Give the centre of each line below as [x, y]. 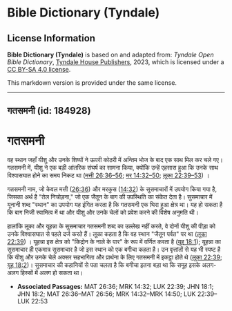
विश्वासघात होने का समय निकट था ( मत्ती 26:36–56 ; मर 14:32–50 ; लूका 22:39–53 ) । [108, 175]
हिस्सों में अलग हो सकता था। [52, 273]
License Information [51, 38]
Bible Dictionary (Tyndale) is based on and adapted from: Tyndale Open [110, 54]
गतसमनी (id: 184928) [49, 111]
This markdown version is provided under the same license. [92, 83]
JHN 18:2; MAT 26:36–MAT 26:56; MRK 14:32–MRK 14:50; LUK [106, 294]
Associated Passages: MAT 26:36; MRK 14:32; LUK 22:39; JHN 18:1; [115, 287]
